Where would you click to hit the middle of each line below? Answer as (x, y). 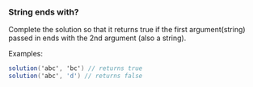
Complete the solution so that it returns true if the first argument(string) (127, 30)
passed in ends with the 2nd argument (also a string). (97, 38)
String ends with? (44, 12)
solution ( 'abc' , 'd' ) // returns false (76, 76)
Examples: (25, 54)
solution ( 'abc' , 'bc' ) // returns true (76, 68)
